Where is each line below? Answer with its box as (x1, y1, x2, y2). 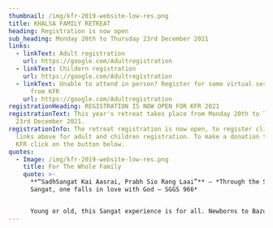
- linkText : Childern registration (15, 65, 136, 73)
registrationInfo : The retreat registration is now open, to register (8, 125, 253, 133)
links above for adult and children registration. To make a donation (15, 132, 260, 140)
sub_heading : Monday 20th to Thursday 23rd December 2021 (8, 34, 209, 43)
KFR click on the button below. (15, 140, 126, 148)
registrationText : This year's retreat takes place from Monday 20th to (8, 110, 260, 118)
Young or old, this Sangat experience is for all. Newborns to (29, 207, 249, 215)
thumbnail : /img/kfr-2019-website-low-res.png (8, 11, 169, 20)
